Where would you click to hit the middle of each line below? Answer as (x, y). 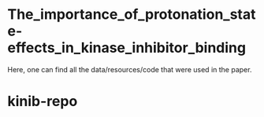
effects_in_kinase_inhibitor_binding (126, 48)
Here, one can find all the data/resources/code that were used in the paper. (130, 69)
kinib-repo (43, 102)
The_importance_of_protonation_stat (132, 15)
